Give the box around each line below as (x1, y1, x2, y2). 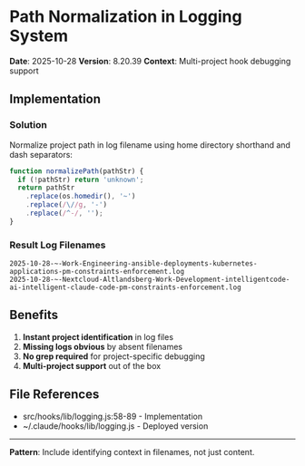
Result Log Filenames (9, 238, 106, 251)
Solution (9, 119, 48, 131)
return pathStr (17, 183, 75, 192)
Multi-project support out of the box (22, 360, 162, 371)
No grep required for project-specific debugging (22, 351, 206, 362)
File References (9, 387, 100, 403)
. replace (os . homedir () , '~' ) (25, 192, 136, 201)
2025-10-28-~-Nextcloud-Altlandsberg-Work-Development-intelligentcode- (9, 275, 290, 285)
